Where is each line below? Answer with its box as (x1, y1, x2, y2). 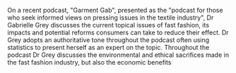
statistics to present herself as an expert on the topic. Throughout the (7, 44, 210, 51)
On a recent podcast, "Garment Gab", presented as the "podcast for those (7, 6, 223, 14)
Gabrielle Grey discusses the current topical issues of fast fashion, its (7, 21, 210, 29)
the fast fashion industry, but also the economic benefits (7, 58, 172, 66)
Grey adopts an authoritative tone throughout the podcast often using (7, 36, 210, 44)
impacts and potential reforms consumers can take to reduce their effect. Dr (7, 28, 229, 36)
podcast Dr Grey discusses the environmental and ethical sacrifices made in (7, 51, 230, 59)
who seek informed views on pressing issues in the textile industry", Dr (7, 13, 214, 22)
